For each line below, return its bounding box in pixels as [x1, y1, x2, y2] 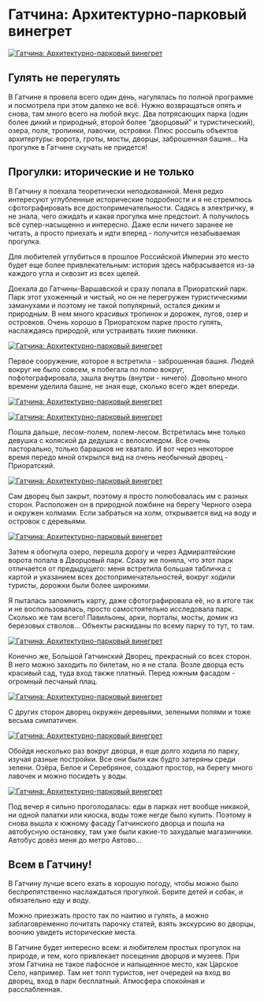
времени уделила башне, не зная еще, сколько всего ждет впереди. [8, 381, 240, 391]
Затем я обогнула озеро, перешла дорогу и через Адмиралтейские [8, 546, 236, 557]
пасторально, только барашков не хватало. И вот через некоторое [8, 444, 234, 453]
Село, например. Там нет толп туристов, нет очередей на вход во [8, 968, 231, 978]
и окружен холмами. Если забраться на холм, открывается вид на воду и [8, 508, 257, 517]
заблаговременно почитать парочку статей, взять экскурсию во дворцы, [8, 919, 256, 929]
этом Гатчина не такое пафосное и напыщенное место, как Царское [8, 959, 239, 969]
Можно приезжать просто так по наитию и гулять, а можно [8, 911, 209, 920]
